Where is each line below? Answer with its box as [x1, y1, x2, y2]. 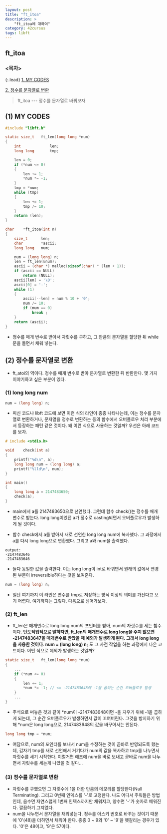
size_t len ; [14, 236, 50, 241]
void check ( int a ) [5, 448, 50, 453]
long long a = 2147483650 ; [14, 489, 70, 494]
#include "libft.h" [5, 125, 46, 130]
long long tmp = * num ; [5, 731, 52, 737]
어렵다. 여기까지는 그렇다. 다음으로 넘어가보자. [17, 598, 107, 604]
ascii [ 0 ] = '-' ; [14, 282, 48, 287]
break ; [31, 310, 48, 315]
